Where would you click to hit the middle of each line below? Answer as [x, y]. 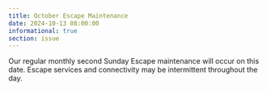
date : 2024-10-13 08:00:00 [54, 23]
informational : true [43, 31]
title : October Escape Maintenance [68, 16]
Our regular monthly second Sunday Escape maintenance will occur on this [134, 61]
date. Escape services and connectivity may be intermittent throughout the [133, 70]
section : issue [34, 38]
